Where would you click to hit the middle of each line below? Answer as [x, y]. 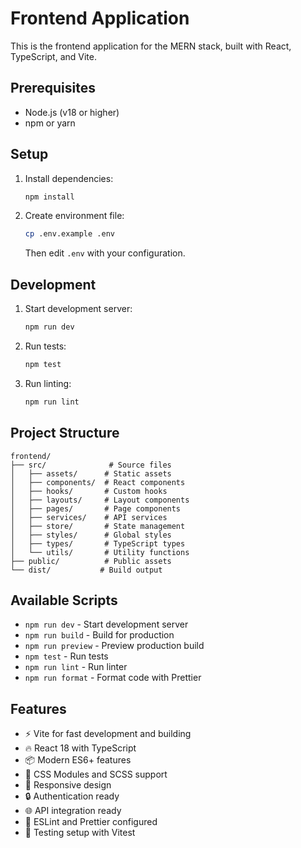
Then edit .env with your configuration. [105, 253]
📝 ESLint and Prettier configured [91, 822]
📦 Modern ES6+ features [78, 760]
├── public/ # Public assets [91, 561]
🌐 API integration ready [73, 811]
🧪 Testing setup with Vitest [80, 833]
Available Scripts [64, 600]
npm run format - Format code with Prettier [113, 678]
